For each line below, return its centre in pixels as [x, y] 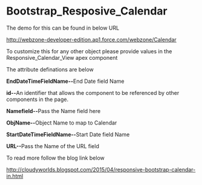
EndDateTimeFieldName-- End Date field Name [65, 81]
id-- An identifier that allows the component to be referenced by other [93, 92]
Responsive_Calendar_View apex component [62, 57]
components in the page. [37, 99]
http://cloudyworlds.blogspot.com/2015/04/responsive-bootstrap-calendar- [101, 169]
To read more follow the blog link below [55, 158]
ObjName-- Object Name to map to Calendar [62, 123]
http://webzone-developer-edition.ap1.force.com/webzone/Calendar [91, 39]
